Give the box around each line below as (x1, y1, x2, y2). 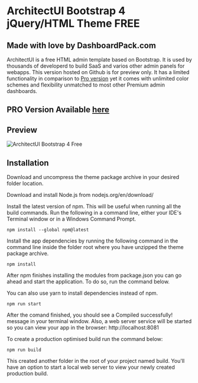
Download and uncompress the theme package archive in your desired (7, 174, 180, 181)
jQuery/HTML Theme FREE (7, 17, 141, 30)
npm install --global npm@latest (7, 227, 89, 233)
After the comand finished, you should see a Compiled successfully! (7, 311, 173, 318)
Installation (7, 158, 49, 168)
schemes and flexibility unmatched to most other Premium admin (7, 81, 165, 88)
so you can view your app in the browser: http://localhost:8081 (7, 324, 159, 331)
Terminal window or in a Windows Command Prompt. (7, 215, 137, 223)
